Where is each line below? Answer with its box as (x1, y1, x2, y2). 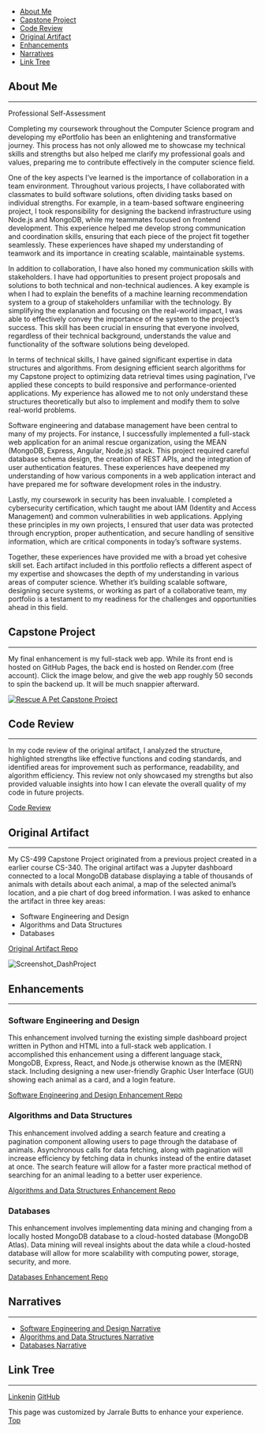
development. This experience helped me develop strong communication (8, 223, 246, 233)
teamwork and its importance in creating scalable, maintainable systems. (8, 248, 245, 258)
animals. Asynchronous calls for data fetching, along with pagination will (8, 1145, 243, 1154)
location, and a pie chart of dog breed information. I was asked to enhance (8, 888, 251, 897)
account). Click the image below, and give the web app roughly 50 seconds (8, 670, 254, 680)
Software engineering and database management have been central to (8, 420, 238, 430)
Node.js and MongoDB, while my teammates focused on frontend (8, 214, 221, 224)
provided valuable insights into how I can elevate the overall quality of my (8, 779, 247, 789)
